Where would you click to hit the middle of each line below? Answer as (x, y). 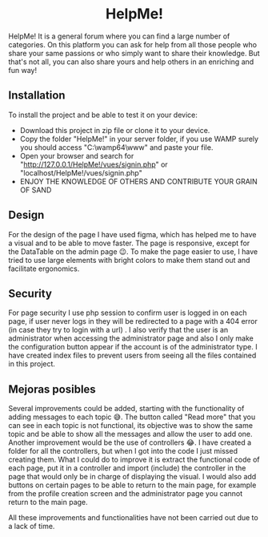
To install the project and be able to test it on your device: (103, 115)
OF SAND (36, 190)
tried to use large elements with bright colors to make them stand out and (129, 260)
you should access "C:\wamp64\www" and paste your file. (116, 147)
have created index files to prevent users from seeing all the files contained (132, 355)
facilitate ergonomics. (44, 268)
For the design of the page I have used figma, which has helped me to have (132, 234)
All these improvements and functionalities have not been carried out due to (133, 518)
